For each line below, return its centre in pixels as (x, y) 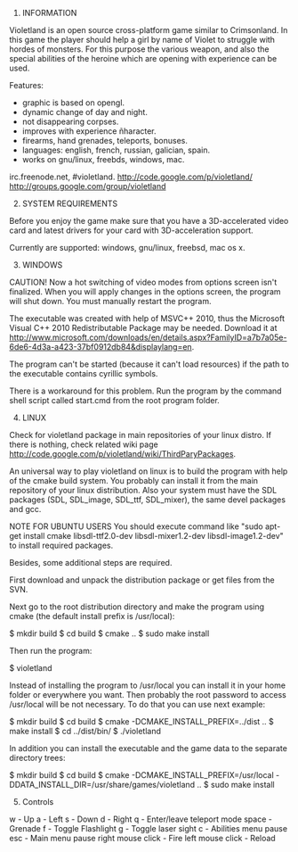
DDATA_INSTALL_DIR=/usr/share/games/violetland (102, 785)
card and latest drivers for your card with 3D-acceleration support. (131, 230)
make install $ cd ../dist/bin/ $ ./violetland (85, 731)
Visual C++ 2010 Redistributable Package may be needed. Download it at (143, 328)
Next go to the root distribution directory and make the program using (137, 607)
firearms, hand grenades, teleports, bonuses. (105, 141)
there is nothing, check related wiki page (84, 444)
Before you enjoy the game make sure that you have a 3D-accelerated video (149, 221)
